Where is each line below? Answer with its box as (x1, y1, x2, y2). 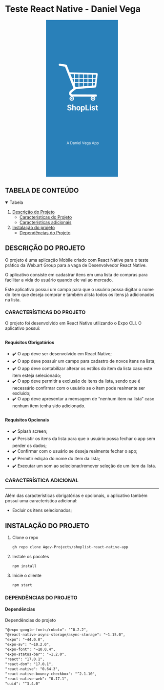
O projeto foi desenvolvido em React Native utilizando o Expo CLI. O (5, 320, 142, 326)
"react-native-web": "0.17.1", (5, 676, 69, 681)
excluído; (12, 390, 31, 396)
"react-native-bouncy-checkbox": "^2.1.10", (5, 671, 97, 676)
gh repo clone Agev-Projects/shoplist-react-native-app (12, 544, 128, 549)
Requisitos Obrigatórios (5, 340, 55, 345)
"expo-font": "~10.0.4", (5, 647, 56, 652)
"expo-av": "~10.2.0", (5, 642, 51, 647)
